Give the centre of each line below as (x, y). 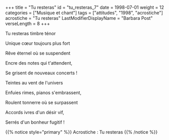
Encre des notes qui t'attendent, (39, 63)
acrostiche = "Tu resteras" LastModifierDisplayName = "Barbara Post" (79, 18)
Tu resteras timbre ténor (31, 33)
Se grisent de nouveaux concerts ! (41, 73)
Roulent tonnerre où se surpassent (41, 102)
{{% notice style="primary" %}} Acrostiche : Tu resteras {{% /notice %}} (81, 132)
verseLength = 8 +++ (27, 23)
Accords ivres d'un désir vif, (35, 112)
